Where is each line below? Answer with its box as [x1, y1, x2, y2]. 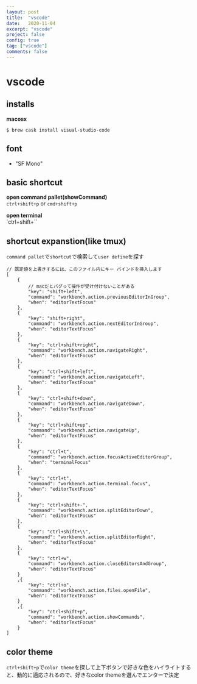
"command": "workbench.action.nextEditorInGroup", [28, 321, 159, 327]
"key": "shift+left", [28, 289, 83, 295]
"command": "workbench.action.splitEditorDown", [28, 507, 154, 514]
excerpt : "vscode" [6, 26, 53, 32]
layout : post [6, 9, 40, 15]
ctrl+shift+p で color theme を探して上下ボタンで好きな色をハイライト [6, 664, 181, 671]
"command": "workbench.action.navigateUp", [28, 427, 140, 433]
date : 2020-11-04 [6, 20, 56, 26]
